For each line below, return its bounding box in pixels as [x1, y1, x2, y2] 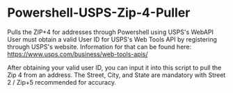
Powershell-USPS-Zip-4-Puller [7, 5, 191, 21]
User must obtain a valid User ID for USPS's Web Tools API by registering [7, 35, 218, 43]
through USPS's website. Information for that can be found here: [7, 42, 192, 51]
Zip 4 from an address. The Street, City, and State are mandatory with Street [7, 71, 226, 79]
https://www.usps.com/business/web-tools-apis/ [7, 50, 148, 58]
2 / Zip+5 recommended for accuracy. [7, 78, 117, 86]
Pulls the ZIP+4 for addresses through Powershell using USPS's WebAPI [7, 28, 214, 36]
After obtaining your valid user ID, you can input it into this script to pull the [7, 63, 222, 71]
